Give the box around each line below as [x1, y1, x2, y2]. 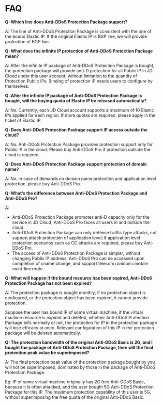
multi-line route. [12, 265, 44, 272]
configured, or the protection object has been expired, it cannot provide [5, 294, 148, 301]
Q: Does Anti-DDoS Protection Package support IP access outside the [5, 127, 148, 132]
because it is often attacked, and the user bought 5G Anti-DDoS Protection [5, 384, 154, 389]
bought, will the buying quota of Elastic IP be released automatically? [5, 97, 147, 103]
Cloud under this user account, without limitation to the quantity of [5, 73, 137, 79]
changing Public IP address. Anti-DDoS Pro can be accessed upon [12, 255, 145, 261]
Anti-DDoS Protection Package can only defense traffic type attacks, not [12, 229, 157, 235]
